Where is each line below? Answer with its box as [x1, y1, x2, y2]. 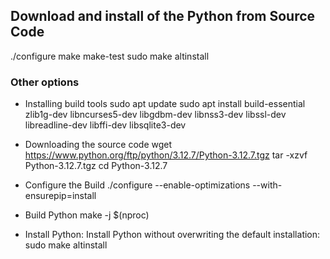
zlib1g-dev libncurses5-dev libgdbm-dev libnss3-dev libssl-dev [24, 109, 287, 121]
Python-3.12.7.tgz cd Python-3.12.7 [24, 160, 168, 172]
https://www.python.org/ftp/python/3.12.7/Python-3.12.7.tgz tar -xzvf [24, 149, 308, 161]
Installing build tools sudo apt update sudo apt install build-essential [24, 98, 306, 110]
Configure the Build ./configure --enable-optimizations [24, 179, 251, 191]
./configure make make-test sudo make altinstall [10, 50, 210, 62]
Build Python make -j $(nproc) [24, 209, 150, 221]
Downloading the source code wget [24, 139, 173, 151]
